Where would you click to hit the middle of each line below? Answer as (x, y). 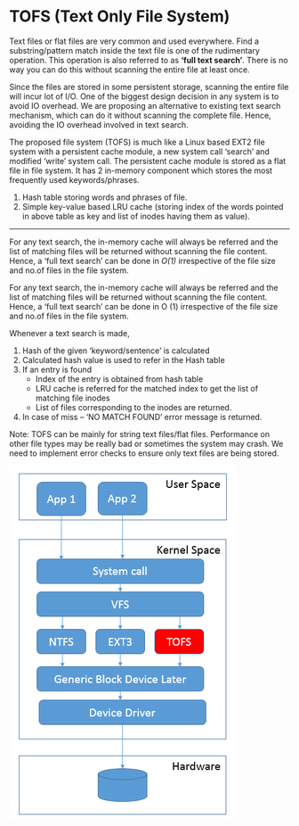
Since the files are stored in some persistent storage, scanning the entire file (149, 87)
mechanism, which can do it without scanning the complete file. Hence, (140, 115)
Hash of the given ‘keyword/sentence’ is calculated (116, 351)
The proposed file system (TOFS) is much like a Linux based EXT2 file (137, 142)
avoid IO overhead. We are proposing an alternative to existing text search (145, 105)
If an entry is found (57, 369)
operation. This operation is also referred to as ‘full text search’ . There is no (149, 60)
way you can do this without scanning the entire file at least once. (130, 70)
